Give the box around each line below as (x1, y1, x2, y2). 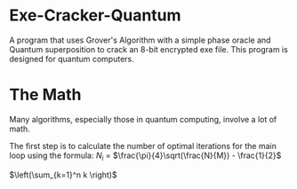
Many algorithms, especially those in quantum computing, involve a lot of (9, 114, 277, 124)
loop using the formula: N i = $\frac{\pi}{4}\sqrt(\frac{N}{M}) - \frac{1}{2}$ (9, 150, 282, 162)
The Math (9, 85, 82, 105)
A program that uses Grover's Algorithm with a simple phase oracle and (9, 35, 271, 45)
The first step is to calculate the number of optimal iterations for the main (9, 140, 277, 151)
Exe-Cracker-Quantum (9, 5, 181, 26)
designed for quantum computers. (9, 53, 135, 64)
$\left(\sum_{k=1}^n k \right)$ (9, 169, 117, 180)
